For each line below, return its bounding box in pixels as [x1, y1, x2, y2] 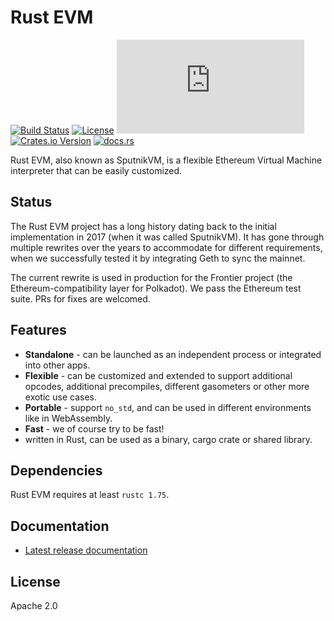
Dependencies [10, 462, 103, 479]
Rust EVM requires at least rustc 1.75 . [10, 489, 170, 501]
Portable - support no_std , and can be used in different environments [24, 401, 312, 413]
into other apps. [24, 359, 91, 371]
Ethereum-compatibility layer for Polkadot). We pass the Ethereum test [10, 282, 302, 294]
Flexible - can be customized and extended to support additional [24, 369, 293, 381]
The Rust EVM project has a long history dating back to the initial [10, 220, 277, 232]
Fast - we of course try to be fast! [24, 422, 165, 435]
